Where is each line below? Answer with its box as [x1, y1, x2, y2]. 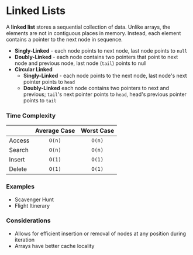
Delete [9, 165, 27, 173]
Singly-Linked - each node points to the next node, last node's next [23, 72, 187, 79]
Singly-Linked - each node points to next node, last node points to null [14, 47, 188, 54]
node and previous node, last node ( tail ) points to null [14, 60, 147, 67]
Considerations [6, 216, 51, 225]
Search [9, 146, 29, 154]
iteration [14, 236, 35, 243]
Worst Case [81, 127, 115, 135]
